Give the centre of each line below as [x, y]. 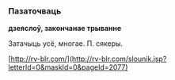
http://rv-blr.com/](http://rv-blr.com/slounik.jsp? [89, 59]
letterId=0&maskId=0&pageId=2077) [68, 67]
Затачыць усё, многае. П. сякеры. [66, 44]
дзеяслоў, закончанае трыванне [65, 29]
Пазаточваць [35, 11]
